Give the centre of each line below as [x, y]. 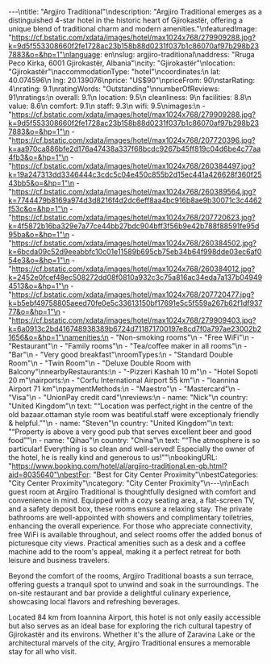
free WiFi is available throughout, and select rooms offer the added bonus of [135, 535]
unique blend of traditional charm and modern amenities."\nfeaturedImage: [133, 29]
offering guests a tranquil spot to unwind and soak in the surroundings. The [134, 585]
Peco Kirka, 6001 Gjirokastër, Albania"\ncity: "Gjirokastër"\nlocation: [122, 63]
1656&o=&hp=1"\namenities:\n [58, 337]
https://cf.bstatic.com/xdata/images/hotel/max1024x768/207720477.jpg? [133, 294]
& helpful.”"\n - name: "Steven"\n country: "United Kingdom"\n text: [121, 423]
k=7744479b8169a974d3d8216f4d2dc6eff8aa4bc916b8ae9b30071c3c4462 [135, 200]
